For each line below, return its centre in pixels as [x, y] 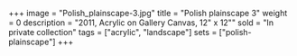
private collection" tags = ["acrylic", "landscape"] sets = [113, 32]
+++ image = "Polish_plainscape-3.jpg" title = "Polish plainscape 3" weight [148, 13]
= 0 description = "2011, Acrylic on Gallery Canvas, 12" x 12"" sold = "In [141, 23]
